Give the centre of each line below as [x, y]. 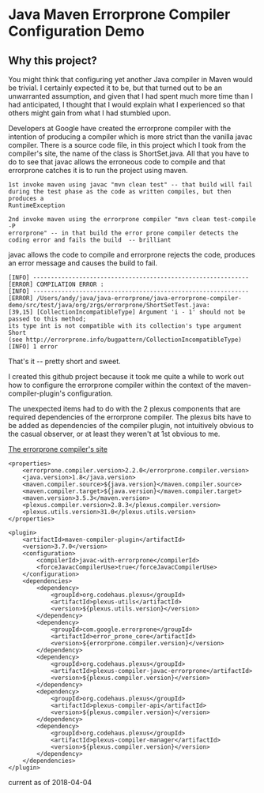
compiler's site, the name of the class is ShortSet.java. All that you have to [129, 153]
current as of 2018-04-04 [50, 782]
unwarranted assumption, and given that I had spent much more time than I [130, 96]
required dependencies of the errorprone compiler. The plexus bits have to [130, 417]
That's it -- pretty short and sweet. [64, 361]
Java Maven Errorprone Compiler [119, 15]
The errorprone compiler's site [58, 449]
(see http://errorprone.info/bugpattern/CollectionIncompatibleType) [125, 340]
